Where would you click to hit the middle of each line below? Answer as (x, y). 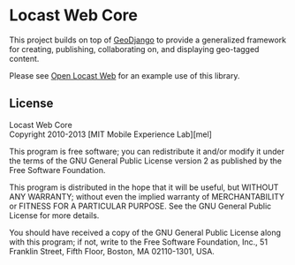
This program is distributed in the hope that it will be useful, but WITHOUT (144, 187)
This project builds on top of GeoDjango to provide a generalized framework (148, 40)
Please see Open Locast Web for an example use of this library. (125, 75)
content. (24, 58)
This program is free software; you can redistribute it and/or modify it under (147, 151)
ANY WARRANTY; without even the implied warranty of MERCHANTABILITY (147, 196)
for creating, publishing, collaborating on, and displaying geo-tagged (134, 49)
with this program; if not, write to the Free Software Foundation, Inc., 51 (138, 242)
